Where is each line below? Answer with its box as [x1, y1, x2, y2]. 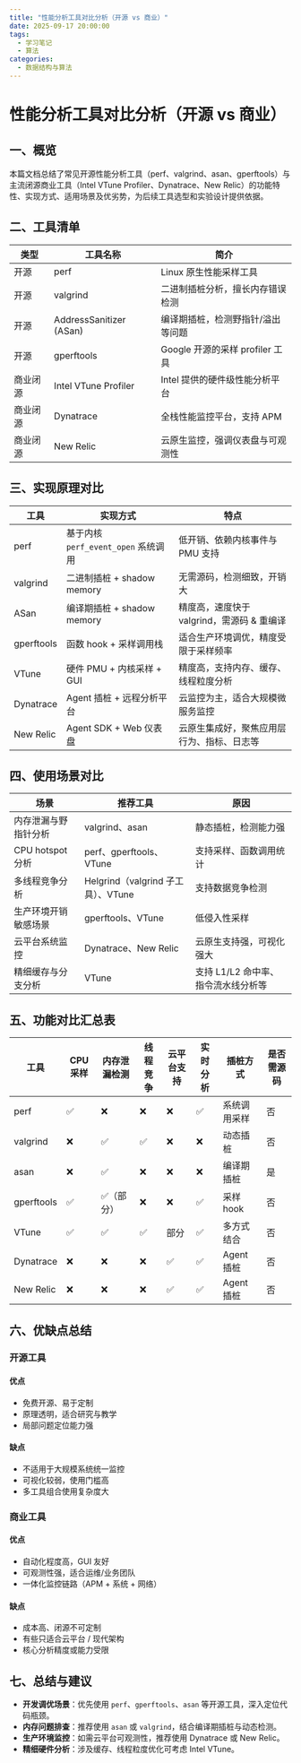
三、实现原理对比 [9, 480, 104, 496]
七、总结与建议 [9, 1673, 92, 1689]
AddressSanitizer [53, 313, 126, 325]
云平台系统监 [13, 936, 69, 948]
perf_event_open [65, 541, 136, 552]
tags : [9, 30, 30, 39]
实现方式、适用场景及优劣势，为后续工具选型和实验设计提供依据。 [24, 190, 269, 202]
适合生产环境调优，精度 [178, 631, 278, 644]
